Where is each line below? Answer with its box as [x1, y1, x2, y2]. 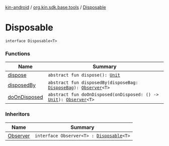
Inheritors [5, 111, 30, 118]
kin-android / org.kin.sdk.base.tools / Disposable [5, 5, 107, 10]
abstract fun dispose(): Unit [47, 72, 121, 78]
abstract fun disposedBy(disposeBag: [47, 80, 138, 86]
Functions [5, 50, 30, 57]
